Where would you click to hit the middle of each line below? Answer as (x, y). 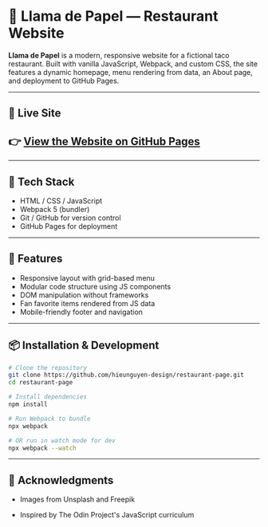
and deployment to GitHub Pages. (64, 81)
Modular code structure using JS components (95, 286)
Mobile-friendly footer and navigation (81, 312)
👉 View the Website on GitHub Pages (104, 142)
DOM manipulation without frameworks (84, 295)
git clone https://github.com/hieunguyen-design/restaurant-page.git (126, 375)
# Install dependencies (48, 397)
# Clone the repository (48, 368)
